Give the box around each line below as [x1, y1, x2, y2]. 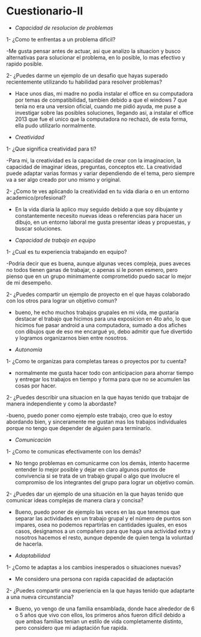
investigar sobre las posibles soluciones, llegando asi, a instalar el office [14, 109, 194, 116]
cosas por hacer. [14, 382, 57, 389]
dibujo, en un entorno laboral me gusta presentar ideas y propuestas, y [14, 218, 191, 226]
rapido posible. [6, 60, 43, 67]
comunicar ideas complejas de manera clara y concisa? [6, 496, 144, 503]
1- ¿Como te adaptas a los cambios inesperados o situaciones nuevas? [6, 564, 181, 571]
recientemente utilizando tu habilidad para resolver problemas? [6, 78, 163, 85]
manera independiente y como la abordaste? [6, 400, 117, 407]
